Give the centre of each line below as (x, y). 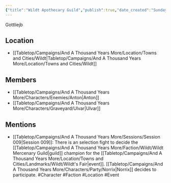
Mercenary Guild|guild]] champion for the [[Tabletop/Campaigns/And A (87, 153)
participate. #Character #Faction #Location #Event (66, 175)
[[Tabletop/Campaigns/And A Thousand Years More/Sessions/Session (86, 137)
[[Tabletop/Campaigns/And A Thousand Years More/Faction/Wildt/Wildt (88, 148)
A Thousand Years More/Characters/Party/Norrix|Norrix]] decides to (84, 170)
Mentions (21, 124)
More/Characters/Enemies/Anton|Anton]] (56, 98)
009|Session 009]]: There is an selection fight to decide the (75, 142)
